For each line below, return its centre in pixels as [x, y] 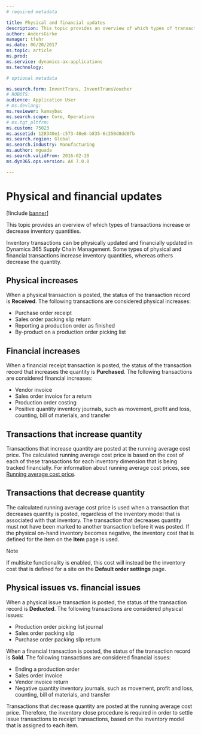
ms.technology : [25, 67]
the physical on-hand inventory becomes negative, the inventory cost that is [100, 533]
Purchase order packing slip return [57, 639]
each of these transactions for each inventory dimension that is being [92, 461]
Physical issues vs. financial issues [74, 588]
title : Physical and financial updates [56, 22]
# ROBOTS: [19, 94]
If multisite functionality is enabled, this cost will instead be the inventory [96, 562]
